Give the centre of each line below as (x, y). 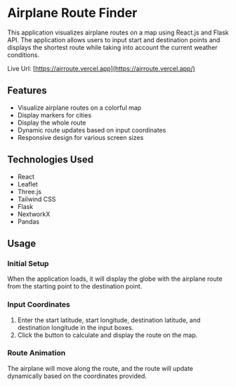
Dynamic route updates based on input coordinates (92, 130)
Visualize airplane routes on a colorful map (79, 108)
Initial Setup (28, 263)
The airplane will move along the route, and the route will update (100, 368)
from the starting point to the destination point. (75, 286)
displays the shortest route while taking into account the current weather (112, 47)
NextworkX (34, 214)
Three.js (29, 191)
